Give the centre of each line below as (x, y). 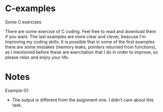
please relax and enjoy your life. (37, 57)
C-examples (31, 9)
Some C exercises (23, 22)
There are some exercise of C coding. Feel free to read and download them (81, 31)
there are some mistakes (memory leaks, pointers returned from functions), (81, 47)
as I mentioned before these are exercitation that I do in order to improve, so (81, 52)
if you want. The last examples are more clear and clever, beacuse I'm (75, 37)
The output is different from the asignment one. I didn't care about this (83, 100)
